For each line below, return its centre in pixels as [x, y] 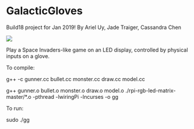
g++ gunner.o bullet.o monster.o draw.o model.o [65, 91]
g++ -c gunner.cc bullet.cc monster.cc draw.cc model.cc [76, 79]
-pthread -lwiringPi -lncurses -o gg [75, 96]
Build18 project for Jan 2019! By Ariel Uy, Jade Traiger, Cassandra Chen [94, 27]
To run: [15, 108]
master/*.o [19, 96]
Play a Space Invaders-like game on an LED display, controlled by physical [97, 50]
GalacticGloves [44, 11]
